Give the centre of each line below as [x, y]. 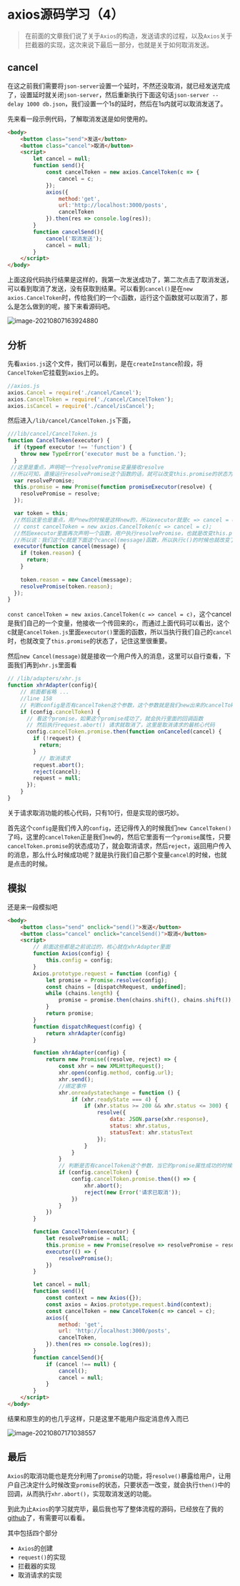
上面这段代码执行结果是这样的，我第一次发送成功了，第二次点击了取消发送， [120, 280]
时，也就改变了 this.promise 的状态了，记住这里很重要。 [89, 641]
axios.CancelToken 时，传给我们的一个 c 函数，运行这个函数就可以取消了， [114, 298]
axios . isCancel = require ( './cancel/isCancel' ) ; [81, 406]
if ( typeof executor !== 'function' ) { [73, 447]
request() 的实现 [42, 1557]
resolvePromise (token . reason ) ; [67, 587]
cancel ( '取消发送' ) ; [74, 239]
